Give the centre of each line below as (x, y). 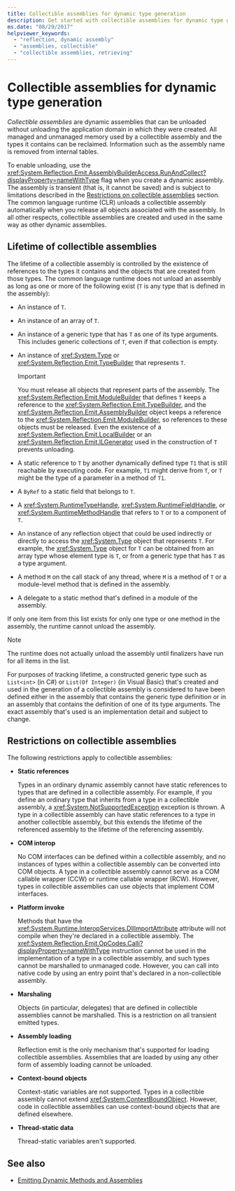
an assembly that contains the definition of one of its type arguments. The (114, 704)
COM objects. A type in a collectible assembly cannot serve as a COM (119, 872)
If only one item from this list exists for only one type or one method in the (114, 619)
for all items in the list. (39, 661)
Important (31, 376)
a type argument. (42, 563)
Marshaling (34, 994)
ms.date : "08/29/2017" (40, 27)
